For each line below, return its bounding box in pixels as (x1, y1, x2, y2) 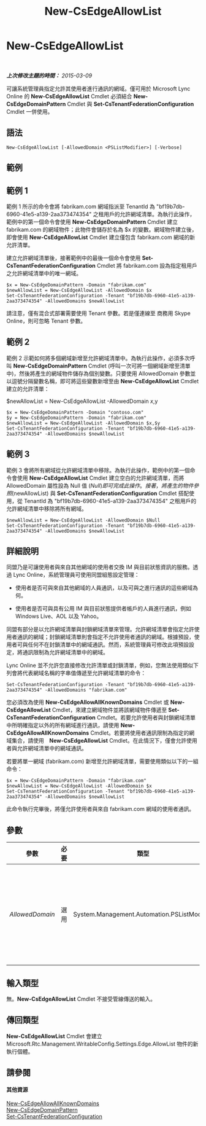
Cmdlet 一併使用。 (6, 108, 53, 115)
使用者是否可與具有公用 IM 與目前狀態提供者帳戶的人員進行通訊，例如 (15, 605, 192, 612)
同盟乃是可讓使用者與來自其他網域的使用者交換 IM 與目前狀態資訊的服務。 (6, 563, 193, 571)
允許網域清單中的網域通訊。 (17, 745, 87, 752)
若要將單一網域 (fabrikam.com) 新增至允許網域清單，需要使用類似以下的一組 (6, 757, 199, 765)
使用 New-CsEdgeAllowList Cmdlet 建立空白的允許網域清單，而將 (17, 474, 185, 482)
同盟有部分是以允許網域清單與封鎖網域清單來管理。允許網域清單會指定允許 (6, 625, 194, 633)
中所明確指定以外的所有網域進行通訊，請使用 (6, 722, 120, 729)
